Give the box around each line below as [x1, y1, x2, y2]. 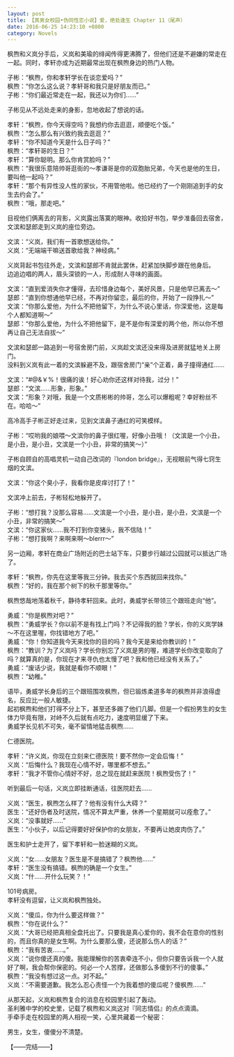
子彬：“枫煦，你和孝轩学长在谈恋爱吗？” [7, 73, 123, 82]
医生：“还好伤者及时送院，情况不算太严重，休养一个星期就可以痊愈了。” [7, 808, 211, 816]
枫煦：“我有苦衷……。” [7, 946, 70, 954]
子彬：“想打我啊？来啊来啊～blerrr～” [7, 534, 114, 543]
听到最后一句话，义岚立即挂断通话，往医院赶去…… [7, 784, 153, 793]
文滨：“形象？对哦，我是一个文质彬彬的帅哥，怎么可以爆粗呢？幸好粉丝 [7, 393, 212, 402]
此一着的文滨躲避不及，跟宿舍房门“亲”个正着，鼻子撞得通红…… [43, 360, 225, 369]
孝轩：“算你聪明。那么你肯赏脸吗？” [7, 155, 111, 164]
